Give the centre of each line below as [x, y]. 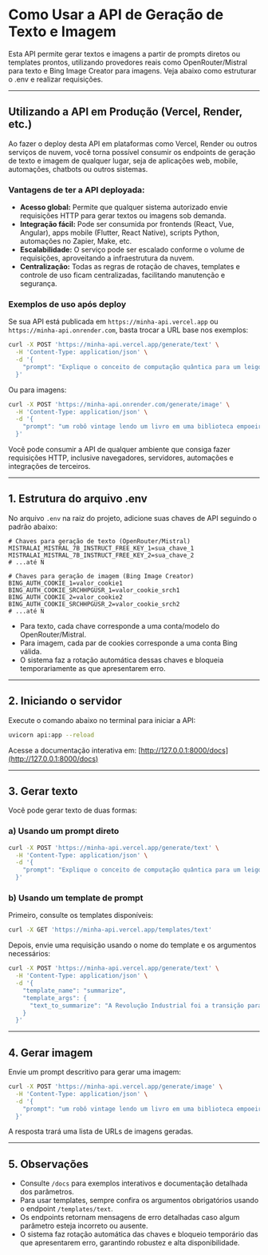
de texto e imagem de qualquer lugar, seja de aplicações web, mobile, [123, 161]
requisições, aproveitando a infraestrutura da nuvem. [107, 258]
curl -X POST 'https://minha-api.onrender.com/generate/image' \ [119, 404]
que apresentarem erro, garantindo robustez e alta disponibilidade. [130, 1243]
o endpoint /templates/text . [66, 1209]
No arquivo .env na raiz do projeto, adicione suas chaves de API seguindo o [133, 518]
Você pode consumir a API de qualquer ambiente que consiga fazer [119, 450]
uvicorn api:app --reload [51, 735]
